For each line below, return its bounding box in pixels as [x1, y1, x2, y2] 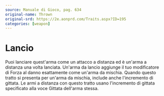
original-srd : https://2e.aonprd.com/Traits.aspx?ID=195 [5, 16, 126, 21]
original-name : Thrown [5, 12, 52, 17]
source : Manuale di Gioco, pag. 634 [5, 7, 81, 12]
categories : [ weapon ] [5, 21, 50, 26]
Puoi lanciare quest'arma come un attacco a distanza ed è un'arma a [5, 59, 147, 65]
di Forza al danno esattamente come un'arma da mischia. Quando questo [5, 70, 156, 76]
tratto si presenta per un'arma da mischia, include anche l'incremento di [5, 75, 153, 81]
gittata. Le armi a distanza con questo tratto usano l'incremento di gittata [5, 80, 155, 86]
